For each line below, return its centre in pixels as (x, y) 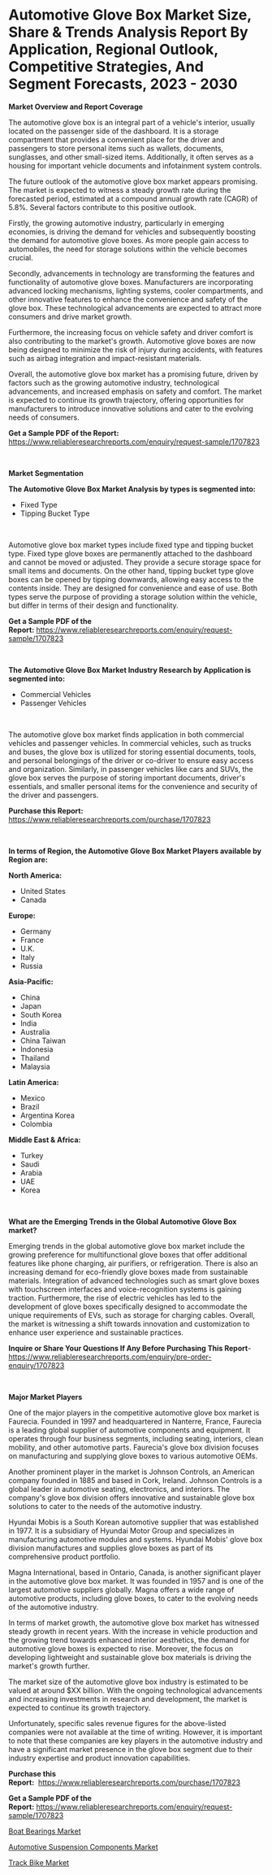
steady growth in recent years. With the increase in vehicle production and (133, 1631)
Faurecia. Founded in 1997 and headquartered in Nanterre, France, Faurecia (135, 1421)
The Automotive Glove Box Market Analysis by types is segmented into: (132, 489)
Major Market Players (45, 1397)
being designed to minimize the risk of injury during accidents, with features (136, 349)
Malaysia (35, 1066)
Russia (31, 966)
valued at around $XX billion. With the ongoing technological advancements (135, 1690)
